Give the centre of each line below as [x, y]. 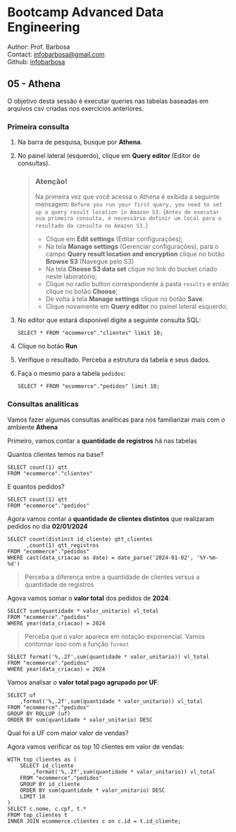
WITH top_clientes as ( [42, 759]
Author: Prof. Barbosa [39, 47]
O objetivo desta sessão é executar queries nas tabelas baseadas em [108, 101]
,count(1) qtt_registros [62, 545]
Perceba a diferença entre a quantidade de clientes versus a [112, 577]
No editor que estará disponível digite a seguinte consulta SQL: [109, 320]
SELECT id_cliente [47, 766]
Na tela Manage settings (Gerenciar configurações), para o [132, 247]
